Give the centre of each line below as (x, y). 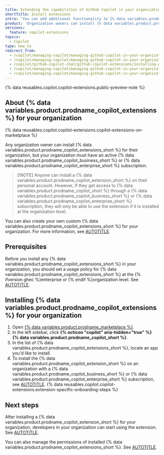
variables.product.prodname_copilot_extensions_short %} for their (72, 150)
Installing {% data (33, 300)
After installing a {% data (30, 417)
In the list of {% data (33, 343)
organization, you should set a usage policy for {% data (61, 269)
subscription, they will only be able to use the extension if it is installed (88, 206)
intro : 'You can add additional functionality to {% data (65, 19)
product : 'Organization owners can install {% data (59, 23)
